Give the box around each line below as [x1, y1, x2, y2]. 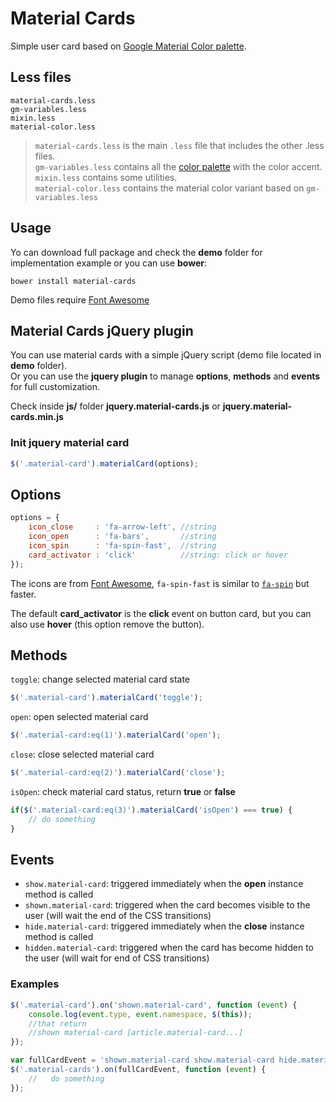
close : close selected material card [10, 748, 155, 761]
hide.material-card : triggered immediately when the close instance [24, 920, 305, 932]
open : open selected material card [10, 711, 149, 723]
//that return [28, 1018, 87, 1029]
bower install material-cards [10, 276, 137, 286]
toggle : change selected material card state [10, 673, 191, 686]
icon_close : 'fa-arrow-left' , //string [28, 522, 217, 532]
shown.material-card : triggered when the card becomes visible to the [24, 899, 311, 911]
